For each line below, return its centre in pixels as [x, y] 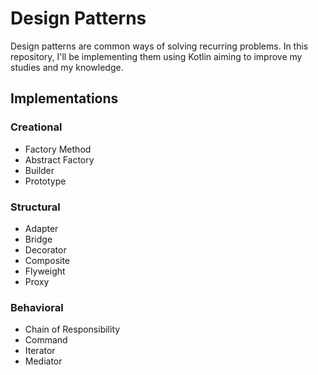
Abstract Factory [59, 159]
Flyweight [45, 271]
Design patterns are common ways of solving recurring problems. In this [159, 46]
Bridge [38, 239]
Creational [36, 127]
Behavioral [37, 307]
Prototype [45, 181]
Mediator [43, 361]
